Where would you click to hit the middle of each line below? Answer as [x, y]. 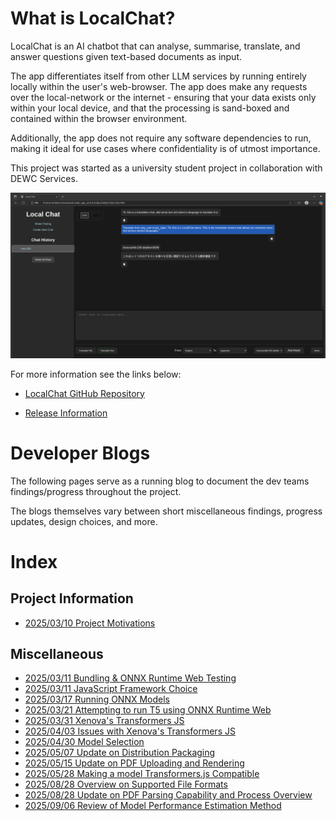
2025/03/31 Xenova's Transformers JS [104, 721]
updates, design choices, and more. [84, 521]
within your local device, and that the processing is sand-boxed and [150, 108]
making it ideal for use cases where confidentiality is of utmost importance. [165, 148]
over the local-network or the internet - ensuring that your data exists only [163, 97]
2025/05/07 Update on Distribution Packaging [120, 753]
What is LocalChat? [93, 18]
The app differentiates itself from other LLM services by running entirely [158, 76]
